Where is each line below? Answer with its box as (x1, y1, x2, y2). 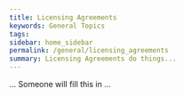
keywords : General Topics (9, 21, 105, 30)
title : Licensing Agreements (9, 12, 117, 22)
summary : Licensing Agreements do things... (9, 54, 177, 63)
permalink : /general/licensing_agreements (9, 46, 169, 55)
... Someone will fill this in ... (9, 79, 111, 89)
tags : (9, 29, 29, 38)
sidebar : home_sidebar (9, 37, 93, 47)
